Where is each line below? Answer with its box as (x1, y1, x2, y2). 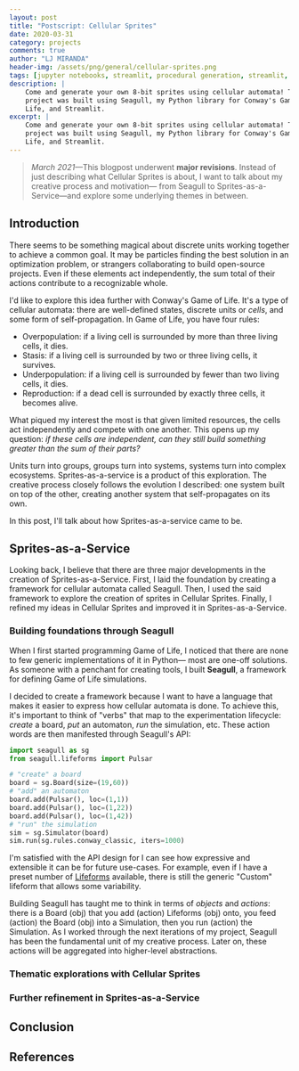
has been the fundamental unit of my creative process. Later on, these (9, 936, 267, 947)
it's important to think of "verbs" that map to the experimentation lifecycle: (9, 709, 282, 720)
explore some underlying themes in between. (83, 190, 249, 200)
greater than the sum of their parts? (9, 443, 141, 454)
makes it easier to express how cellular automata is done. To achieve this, (9, 700, 279, 711)
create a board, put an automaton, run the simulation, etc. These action (9, 719, 271, 730)
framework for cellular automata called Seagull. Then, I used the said (9, 584, 262, 594)
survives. (21, 359, 56, 370)
